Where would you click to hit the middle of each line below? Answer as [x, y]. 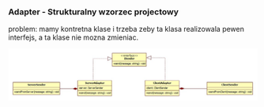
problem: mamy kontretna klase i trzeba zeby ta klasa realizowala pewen [126, 29]
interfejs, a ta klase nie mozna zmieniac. [74, 37]
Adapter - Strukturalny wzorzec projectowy [94, 12]
